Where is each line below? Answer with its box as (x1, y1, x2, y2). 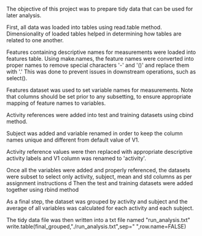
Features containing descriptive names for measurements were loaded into (6, 48, 196, 56)
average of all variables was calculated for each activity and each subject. (6, 205, 194, 211)
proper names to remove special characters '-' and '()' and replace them (6, 61, 190, 69)
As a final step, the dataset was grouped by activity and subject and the (6, 198, 188, 205)
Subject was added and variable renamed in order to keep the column (6, 130, 183, 137)
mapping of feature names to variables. (6, 99, 106, 107)
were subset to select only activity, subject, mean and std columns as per (6, 173, 192, 180)
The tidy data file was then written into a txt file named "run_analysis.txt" (6, 216, 190, 223)
